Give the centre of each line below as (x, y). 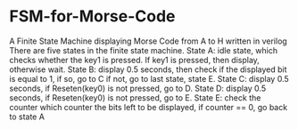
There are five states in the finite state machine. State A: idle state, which (144, 50)
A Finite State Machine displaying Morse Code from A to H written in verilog (148, 41)
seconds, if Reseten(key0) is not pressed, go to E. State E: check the (135, 97)
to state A (27, 117)
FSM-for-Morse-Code (92, 16)
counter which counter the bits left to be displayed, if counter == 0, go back (149, 107)
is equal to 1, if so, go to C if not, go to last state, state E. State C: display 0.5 (149, 78)
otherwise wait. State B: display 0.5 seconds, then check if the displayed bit (148, 69)
